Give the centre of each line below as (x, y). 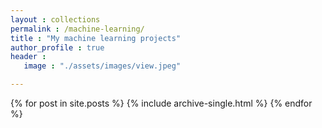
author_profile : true (57, 47)
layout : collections (55, 19)
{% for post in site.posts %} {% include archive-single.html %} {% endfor (161, 103)
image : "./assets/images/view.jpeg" (102, 66)
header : (28, 57)
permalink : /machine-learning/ (77, 29)
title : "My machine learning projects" (96, 38)
